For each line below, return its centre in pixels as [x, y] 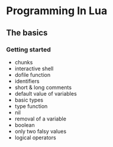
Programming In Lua [57, 11]
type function [31, 106]
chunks [24, 62]
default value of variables [46, 93]
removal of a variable [41, 119]
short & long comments [43, 87]
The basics [27, 33]
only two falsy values [41, 131]
